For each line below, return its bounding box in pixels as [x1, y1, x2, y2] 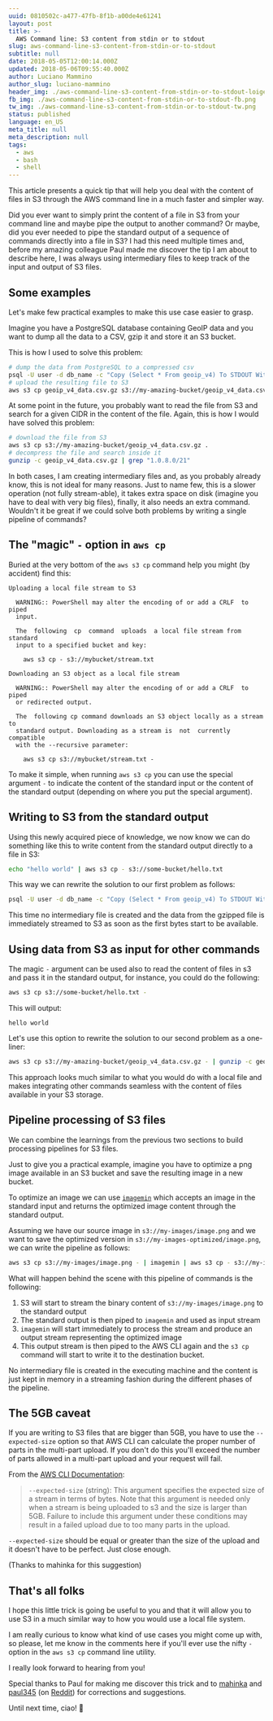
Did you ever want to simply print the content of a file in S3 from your [8, 210, 240, 220]
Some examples [8, 286, 92, 300]
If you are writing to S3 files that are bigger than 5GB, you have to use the [8, 1428, 254, 1438]
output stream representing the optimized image [19, 1332, 183, 1342]
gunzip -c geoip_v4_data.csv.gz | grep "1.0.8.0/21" [8, 457, 191, 465]
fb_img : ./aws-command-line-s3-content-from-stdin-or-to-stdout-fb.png [8, 95, 256, 103]
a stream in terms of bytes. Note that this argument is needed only [28, 1494, 250, 1504]
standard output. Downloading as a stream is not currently [15, 727, 231, 735]
